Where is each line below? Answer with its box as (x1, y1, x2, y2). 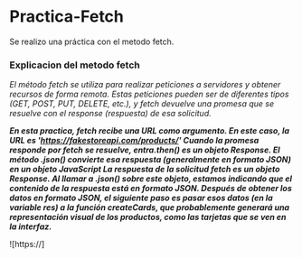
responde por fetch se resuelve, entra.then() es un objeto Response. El (9, 144, 280, 155)
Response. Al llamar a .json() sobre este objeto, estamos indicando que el (9, 173, 292, 184)
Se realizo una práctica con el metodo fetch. (9, 36, 175, 47)
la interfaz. (9, 221, 52, 232)
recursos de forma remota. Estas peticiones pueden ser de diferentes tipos (9, 88, 289, 100)
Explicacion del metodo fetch (9, 59, 140, 71)
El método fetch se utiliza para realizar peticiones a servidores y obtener (9, 79, 281, 90)
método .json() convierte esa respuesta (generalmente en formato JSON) (9, 154, 292, 165)
